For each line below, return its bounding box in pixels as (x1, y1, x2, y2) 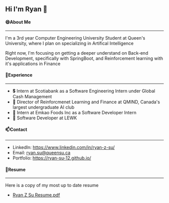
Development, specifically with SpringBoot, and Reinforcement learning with (5, 55, 163, 61)
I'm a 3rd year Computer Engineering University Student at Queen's (5, 35, 145, 41)
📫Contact (5, 126, 28, 133)
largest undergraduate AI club (12, 104, 74, 110)
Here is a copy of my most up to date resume (5, 182, 99, 188)
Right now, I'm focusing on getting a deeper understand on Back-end (5, 50, 148, 56)
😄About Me (5, 19, 31, 25)
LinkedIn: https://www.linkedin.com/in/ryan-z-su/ (12, 144, 115, 150)
